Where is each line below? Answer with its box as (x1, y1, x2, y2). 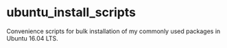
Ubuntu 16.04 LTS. (6, 34, 59, 42)
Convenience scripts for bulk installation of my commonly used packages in (6, 27, 221, 35)
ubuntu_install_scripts (6, 5, 136, 20)
